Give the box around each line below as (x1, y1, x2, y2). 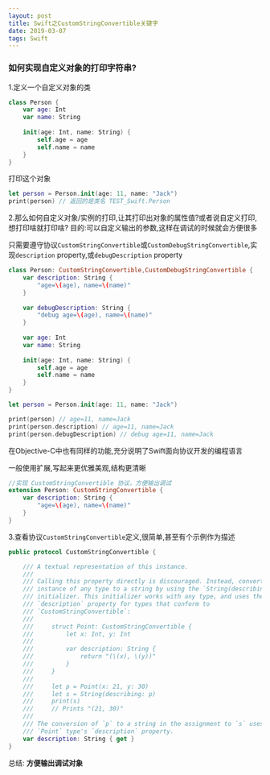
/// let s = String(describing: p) (22, 690, 157, 698)
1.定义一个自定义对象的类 (8, 82, 91, 92)
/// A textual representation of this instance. (22, 562, 189, 570)
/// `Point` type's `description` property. (22, 727, 174, 736)
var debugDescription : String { (22, 304, 131, 312)
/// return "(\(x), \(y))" (22, 653, 157, 661)
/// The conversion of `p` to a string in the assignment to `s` (22, 720, 247, 728)
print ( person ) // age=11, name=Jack (8, 415, 131, 423)
